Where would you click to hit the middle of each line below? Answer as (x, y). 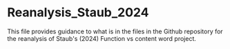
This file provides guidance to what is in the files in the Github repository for (115, 31)
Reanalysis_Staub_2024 (78, 13)
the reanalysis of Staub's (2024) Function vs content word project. (102, 38)
